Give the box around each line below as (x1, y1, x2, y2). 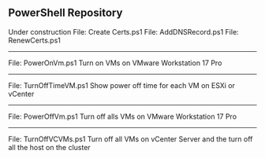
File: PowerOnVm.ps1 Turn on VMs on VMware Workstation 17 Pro (8, 58, 222, 68)
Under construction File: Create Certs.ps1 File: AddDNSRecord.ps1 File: (8, 27, 239, 36)
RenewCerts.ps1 (8, 35, 62, 45)
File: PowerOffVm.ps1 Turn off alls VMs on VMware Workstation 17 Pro (8, 112, 237, 121)
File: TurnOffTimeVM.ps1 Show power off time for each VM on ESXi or (8, 80, 235, 90)
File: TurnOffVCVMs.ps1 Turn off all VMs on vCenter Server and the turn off (8, 134, 253, 144)
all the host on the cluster (8, 142, 91, 152)
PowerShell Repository (8, 6, 123, 20)
